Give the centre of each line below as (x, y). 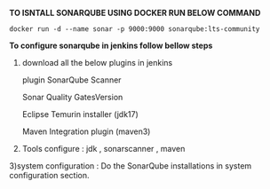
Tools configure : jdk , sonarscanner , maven (103, 149)
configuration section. (50, 175)
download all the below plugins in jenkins (97, 63)
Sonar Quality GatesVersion (72, 97)
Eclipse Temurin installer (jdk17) (80, 114)
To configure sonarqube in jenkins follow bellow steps (111, 45)
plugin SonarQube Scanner (71, 80)
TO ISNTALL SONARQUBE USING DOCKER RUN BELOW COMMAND (135, 13)
